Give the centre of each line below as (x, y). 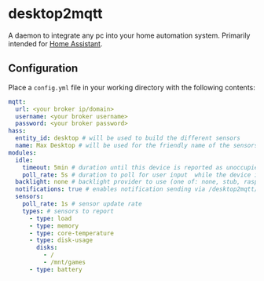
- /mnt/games (64, 262)
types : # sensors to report (68, 211)
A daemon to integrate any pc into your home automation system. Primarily (129, 35)
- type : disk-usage (60, 240)
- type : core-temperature (71, 233)
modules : (22, 153)
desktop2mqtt (56, 14)
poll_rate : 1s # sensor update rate (82, 204)
